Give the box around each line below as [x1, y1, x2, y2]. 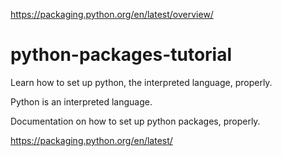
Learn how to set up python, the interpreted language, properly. [10, 76, 273, 88]
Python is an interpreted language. [10, 95, 153, 108]
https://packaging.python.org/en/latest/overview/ [10, 9, 214, 20]
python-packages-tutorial [10, 44, 233, 66]
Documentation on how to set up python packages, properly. [10, 115, 261, 127]
